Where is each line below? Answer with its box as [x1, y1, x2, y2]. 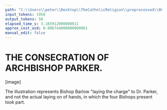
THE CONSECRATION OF [5, 52, 109, 63]
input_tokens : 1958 [5, 12, 46, 17]
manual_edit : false [5, 30, 46, 35]
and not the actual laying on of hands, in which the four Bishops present [5, 94, 153, 100]
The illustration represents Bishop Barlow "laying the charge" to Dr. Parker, [5, 88, 158, 95]
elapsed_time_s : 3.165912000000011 [5, 21, 79, 26]
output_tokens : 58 [5, 16, 43, 21]
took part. [5, 99, 25, 105]
